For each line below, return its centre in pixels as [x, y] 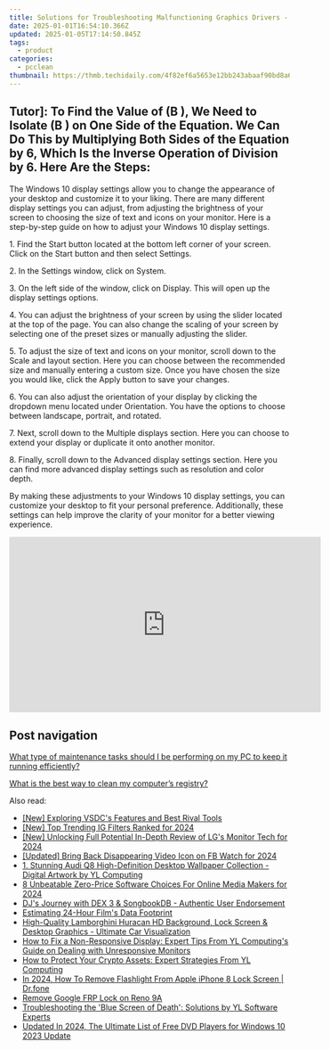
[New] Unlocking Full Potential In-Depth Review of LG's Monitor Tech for [155, 837]
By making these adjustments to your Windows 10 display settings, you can [147, 496]
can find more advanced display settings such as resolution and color [137, 469]
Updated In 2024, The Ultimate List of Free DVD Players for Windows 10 [154, 1027]
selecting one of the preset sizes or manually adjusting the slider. [129, 333]
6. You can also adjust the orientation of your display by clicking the [133, 397]
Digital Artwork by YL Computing [82, 875]
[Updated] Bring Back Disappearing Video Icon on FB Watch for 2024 [149, 856]
